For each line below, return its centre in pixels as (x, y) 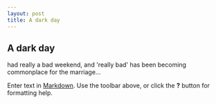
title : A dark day (34, 20)
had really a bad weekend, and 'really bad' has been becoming (97, 65)
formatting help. (30, 93)
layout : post (26, 14)
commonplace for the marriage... (54, 72)
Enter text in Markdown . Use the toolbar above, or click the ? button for (108, 86)
